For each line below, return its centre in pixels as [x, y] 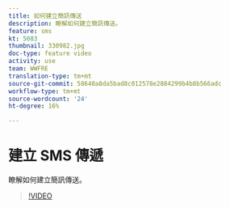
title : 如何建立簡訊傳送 [45, 16]
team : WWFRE [28, 69]
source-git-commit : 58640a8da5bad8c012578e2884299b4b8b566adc [115, 83]
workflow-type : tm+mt [45, 91]
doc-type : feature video [50, 53]
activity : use [32, 62]
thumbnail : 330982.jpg [46, 46]
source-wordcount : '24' [48, 99]
